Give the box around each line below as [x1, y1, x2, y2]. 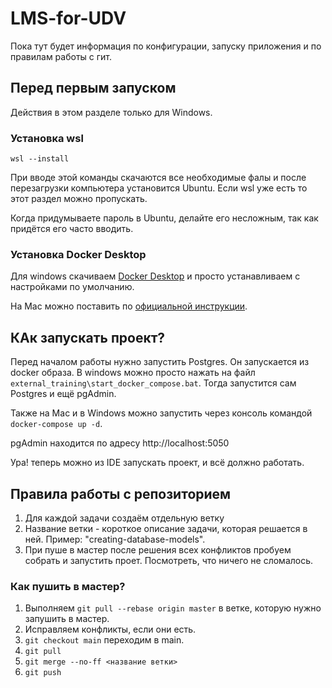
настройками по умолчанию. [10, 281, 135, 293]
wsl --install [10, 154, 70, 164]
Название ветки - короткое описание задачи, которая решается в [24, 522, 308, 534]
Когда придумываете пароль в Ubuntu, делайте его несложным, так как [10, 212, 319, 224]
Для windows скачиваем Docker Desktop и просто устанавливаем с [10, 270, 301, 282]
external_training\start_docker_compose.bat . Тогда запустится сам [10, 377, 297, 389]
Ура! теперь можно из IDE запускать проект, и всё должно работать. [10, 457, 305, 469]
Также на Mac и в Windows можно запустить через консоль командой [10, 407, 313, 419]
